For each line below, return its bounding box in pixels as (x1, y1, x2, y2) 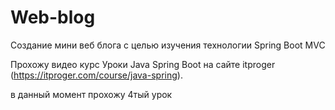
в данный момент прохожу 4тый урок (10, 88, 173, 100)
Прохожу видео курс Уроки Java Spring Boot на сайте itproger (10, 58, 276, 70)
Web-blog (10, 6, 96, 29)
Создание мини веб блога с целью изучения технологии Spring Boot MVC (10, 39, 326, 51)
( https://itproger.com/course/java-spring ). (10, 69, 183, 81)
